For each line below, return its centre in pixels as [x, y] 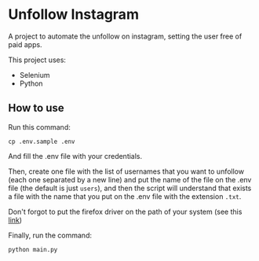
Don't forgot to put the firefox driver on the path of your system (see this [125, 211]
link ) [15, 220]
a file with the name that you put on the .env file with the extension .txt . [125, 196]
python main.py [33, 249]
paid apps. [25, 44]
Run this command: [39, 127]
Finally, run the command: [50, 235]
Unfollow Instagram [74, 15]
